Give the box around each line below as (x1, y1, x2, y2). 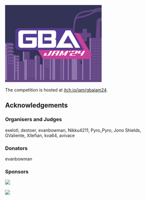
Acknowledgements (5, 101, 68, 110)
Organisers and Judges (5, 116, 62, 123)
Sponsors (5, 168, 29, 175)
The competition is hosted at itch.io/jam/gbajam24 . (5, 87, 108, 93)
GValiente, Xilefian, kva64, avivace (5, 133, 75, 138)
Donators (5, 145, 28, 152)
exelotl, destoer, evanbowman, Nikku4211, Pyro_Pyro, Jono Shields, (5, 127, 141, 133)
